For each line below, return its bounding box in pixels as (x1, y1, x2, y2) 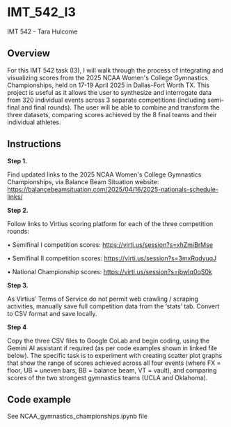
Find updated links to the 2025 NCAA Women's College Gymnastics (7, 170, 202, 179)
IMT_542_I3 (7, 4, 77, 20)
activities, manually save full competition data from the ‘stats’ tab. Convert (7, 301, 220, 310)
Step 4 (7, 322, 27, 331)
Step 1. (7, 156, 28, 165)
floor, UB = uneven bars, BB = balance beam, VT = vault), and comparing (7, 366, 217, 374)
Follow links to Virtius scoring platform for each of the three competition (7, 219, 214, 227)
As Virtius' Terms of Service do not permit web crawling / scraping (7, 294, 198, 303)
